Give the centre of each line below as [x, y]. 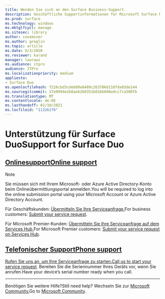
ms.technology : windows [29, 23]
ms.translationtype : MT [29, 96]
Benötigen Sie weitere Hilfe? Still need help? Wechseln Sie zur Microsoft [77, 286]
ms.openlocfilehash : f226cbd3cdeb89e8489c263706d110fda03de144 [71, 87]
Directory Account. [24, 199]
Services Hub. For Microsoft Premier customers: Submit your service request [82, 229]
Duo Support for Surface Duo [65, 145]
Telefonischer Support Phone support [63, 250]
